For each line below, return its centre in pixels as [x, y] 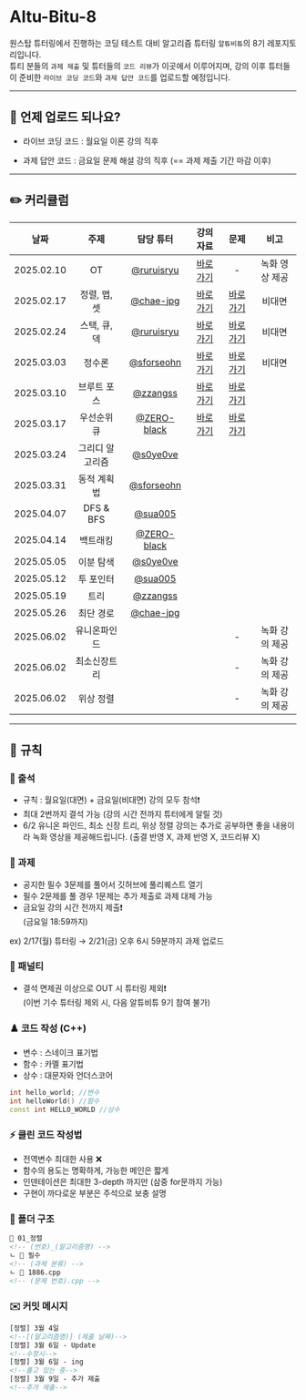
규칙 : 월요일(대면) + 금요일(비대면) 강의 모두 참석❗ [111, 800]
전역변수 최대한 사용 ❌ [62, 1160]
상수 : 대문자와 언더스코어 [68, 1076]
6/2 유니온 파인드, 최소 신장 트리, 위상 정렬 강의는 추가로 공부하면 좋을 [147, 825]
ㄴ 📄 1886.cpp [35, 1272]
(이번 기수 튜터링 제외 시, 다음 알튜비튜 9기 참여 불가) [117, 1002]
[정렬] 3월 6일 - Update [53, 1345]
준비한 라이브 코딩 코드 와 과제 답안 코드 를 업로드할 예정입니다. [124, 77]
